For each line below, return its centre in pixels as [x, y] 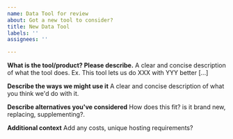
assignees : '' [28, 40]
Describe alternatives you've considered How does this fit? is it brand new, [116, 107]
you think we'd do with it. [43, 94]
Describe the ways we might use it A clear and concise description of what [116, 86]
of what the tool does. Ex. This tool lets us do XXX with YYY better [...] [108, 73]
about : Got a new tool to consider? [60, 20]
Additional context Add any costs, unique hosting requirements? [100, 128]
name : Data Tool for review [48, 14]
